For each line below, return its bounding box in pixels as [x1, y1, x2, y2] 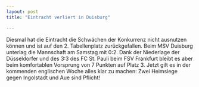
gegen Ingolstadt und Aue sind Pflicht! [6, 74, 100, 81]
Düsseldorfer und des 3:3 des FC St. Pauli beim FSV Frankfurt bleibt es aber [6, 55, 194, 62]
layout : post [6, 8, 39, 15]
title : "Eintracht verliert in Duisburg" [6, 14, 111, 20]
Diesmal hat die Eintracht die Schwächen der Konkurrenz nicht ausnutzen [6, 36, 187, 43]
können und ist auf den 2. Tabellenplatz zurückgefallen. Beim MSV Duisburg [6, 42, 194, 49]
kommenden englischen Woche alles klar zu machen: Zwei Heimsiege [6, 67, 178, 74]
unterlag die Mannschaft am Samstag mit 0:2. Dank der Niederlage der [6, 48, 180, 55]
